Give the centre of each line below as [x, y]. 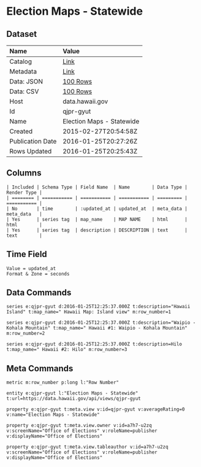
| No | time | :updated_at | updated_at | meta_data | [97, 209]
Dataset [22, 34]
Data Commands [39, 293]
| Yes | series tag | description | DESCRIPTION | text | [97, 230]
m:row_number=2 [26, 334]
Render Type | [25, 192]
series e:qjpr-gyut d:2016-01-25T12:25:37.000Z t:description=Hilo [94, 344]
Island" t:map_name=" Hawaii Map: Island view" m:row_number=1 [89, 312]
